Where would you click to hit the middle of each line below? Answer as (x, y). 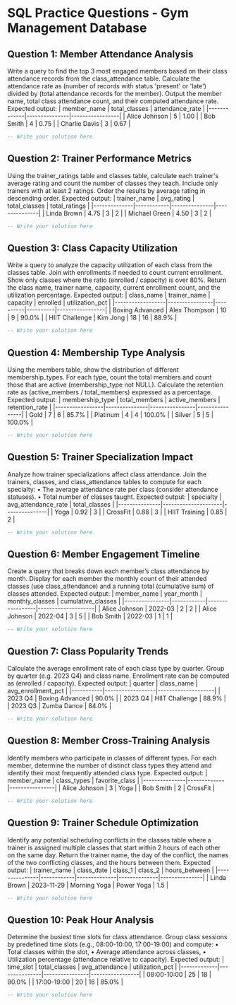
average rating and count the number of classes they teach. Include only (113, 183)
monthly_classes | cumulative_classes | (64, 601)
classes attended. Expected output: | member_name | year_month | (105, 594)
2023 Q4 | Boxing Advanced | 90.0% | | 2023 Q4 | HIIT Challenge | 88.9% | (117, 698)
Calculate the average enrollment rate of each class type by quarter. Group (116, 669)
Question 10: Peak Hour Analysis (81, 920)
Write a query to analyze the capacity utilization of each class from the (110, 265)
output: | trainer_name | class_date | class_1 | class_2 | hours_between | (111, 870)
